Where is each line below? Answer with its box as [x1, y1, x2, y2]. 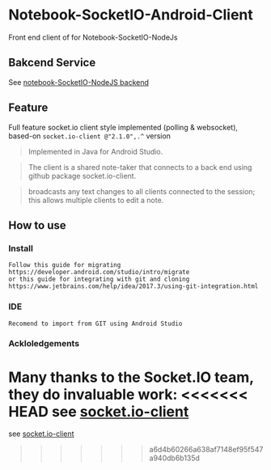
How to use [8, 218, 66, 232]
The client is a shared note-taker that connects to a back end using [28, 162, 252, 171]
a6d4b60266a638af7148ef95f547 [149, 445, 264, 455]
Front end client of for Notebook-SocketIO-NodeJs [8, 32, 178, 42]
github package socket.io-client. [28, 171, 137, 180]
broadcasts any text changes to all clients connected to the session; [28, 186, 256, 196]
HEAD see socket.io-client [8, 402, 189, 421]
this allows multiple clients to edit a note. [28, 195, 164, 205]
